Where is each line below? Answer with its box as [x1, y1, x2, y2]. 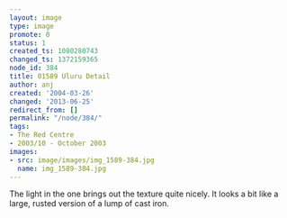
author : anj [9, 80, 54, 89]
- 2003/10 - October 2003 [9, 139, 106, 148]
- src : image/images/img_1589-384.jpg [9, 155, 155, 165]
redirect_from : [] [9, 105, 78, 114]
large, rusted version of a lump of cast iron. [9, 198, 169, 209]
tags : [9, 123, 30, 132]
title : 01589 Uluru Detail [9, 72, 111, 81]
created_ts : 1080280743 [9, 47, 99, 56]
